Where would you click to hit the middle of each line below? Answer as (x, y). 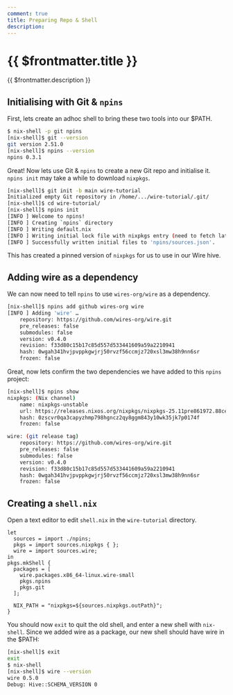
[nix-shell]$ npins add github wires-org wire (76, 307)
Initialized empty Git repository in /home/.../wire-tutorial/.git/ (108, 197)
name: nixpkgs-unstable (54, 404)
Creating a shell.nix (52, 503)
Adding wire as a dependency (73, 277)
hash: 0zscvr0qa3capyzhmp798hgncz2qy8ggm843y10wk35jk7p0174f (110, 417)
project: (18, 379)
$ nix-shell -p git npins (44, 132)
